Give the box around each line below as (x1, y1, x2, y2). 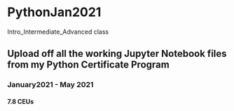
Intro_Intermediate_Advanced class (7, 27, 109, 36)
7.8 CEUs (7, 97, 34, 105)
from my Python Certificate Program (7, 59, 170, 71)
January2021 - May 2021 (7, 80, 94, 90)
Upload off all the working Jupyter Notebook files (7, 48, 227, 60)
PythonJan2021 (7, 4, 102, 20)
